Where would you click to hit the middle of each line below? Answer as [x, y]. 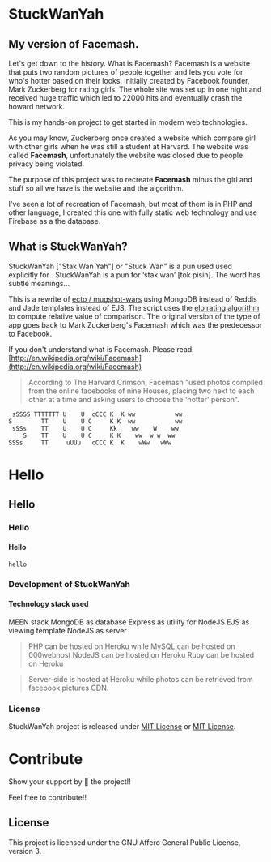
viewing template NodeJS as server [68, 630]
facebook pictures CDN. [68, 688]
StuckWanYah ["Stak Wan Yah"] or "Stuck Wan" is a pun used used [120, 266]
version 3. [25, 851]
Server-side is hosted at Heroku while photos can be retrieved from [140, 679]
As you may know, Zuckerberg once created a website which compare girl [132, 138]
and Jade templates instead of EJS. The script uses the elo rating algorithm [134, 307]
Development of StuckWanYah [70, 585]
